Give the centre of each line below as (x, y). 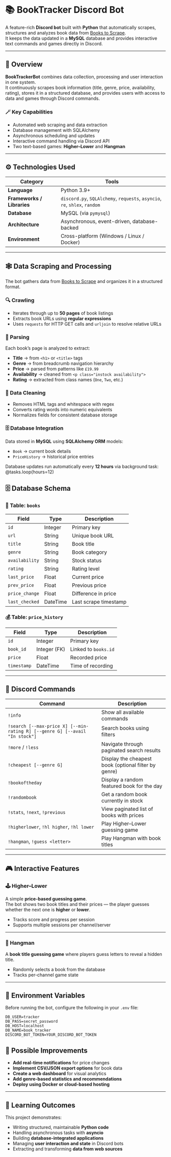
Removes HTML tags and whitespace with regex (63, 404)
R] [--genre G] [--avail (56, 731)
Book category (90, 552)
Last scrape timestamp (99, 602)
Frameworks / (25, 198)
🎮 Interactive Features (42, 869)
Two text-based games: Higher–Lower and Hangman (69, 147)
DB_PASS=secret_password (32, 1022)
